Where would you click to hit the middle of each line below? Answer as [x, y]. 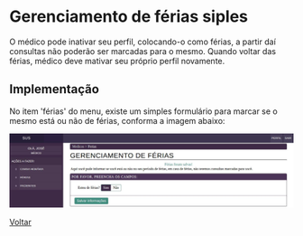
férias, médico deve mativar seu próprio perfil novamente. [117, 61]
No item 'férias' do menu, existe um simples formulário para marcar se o [143, 111]
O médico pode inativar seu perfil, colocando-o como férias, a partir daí [143, 42]
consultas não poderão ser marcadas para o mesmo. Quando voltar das [143, 51]
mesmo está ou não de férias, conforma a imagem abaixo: [117, 120]
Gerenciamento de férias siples [129, 17]
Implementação [54, 89]
